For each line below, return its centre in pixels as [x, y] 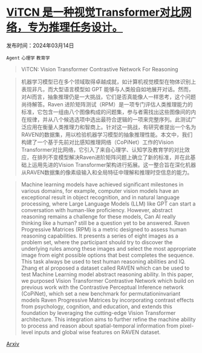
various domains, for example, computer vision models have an [100, 190]
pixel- [187, 325]
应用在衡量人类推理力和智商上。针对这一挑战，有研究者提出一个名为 [111, 127]
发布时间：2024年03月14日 [40, 45]
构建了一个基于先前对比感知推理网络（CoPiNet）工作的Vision [97, 142]
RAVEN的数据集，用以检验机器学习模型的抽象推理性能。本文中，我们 [107, 134]
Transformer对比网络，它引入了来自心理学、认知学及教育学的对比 [103, 149]
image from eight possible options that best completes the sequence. [108, 255]
